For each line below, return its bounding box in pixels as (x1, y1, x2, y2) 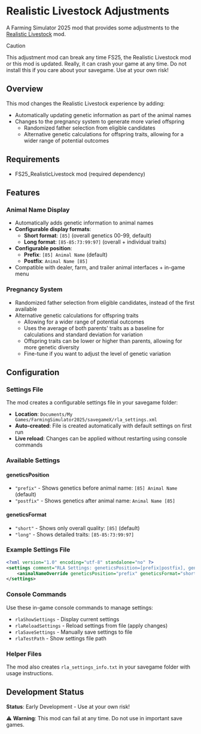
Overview (6, 84, 44, 94)
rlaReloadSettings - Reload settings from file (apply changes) (14, 622, 168, 629)
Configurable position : (14, 245, 72, 252)
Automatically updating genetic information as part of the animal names (14, 111, 191, 118)
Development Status (6, 687, 84, 697)
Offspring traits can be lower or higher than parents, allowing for (23, 337, 182, 344)
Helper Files (6, 649, 42, 658)
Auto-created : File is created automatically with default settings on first (14, 422, 192, 430)
